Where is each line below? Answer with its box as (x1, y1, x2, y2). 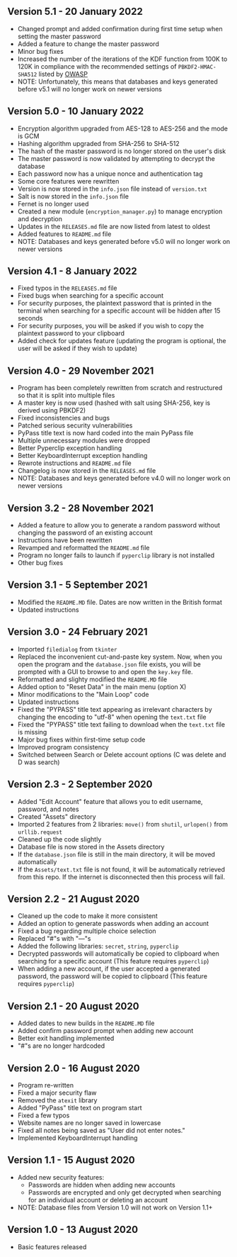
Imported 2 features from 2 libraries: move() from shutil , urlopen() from (17, 820, 229, 828)
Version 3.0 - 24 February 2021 (7, 626, 148, 638)
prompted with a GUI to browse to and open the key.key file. (17, 667, 193, 676)
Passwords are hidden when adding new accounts (28, 1180, 175, 1189)
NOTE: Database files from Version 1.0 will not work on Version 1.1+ (17, 1203, 214, 1212)
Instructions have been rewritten (17, 536, 112, 544)
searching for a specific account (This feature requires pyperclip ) (17, 957, 209, 966)
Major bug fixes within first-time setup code (17, 735, 146, 744)
